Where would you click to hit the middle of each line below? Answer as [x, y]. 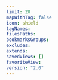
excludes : [19, 46]
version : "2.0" [25, 68]
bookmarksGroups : [28, 40]
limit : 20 [19, 12]
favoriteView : [24, 62]
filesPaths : [21, 34]
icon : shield [22, 23]
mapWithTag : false [29, 17]
